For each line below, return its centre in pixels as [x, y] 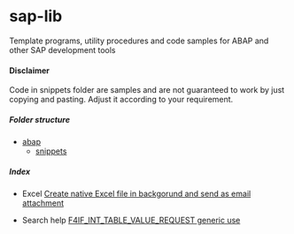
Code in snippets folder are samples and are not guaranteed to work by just [147, 90]
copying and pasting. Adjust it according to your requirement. [121, 100]
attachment [43, 203]
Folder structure [40, 119]
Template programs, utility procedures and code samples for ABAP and [139, 41]
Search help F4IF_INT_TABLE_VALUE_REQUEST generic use [131, 220]
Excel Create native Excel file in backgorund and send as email [136, 194]
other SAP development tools [62, 49]
